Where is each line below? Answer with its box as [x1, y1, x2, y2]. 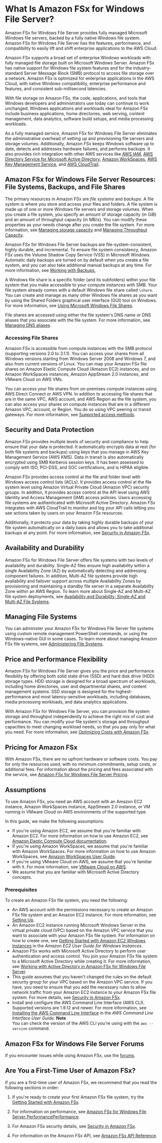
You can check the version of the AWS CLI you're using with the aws [12, 1021, 147, 1026]
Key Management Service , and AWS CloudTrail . [5, 161, 100, 167]
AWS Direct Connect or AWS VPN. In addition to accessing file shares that [5, 391, 153, 397]
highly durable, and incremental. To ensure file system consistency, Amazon [5, 246, 157, 252]
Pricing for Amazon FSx [5, 743, 78, 751]
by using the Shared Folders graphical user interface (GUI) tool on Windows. [5, 297, 157, 303]
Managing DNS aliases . [5, 322, 52, 328]
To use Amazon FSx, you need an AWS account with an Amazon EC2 [5, 798, 143, 804]
